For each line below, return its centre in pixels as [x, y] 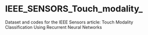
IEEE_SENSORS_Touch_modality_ [74, 9]
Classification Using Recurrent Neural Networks [54, 27]
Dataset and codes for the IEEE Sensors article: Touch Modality [69, 22]
